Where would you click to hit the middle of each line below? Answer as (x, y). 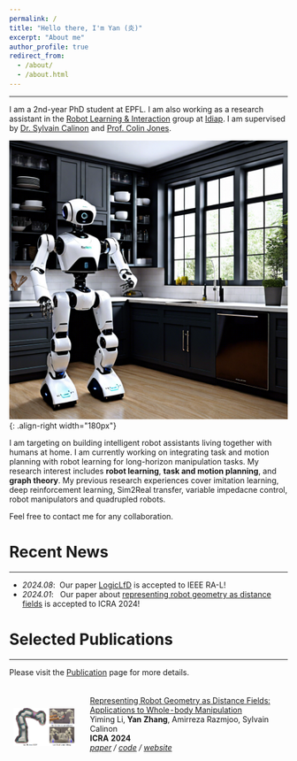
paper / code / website (131, 747)
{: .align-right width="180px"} (63, 426)
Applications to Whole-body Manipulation (166, 710)
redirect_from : (37, 56)
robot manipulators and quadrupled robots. (88, 499)
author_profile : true (49, 47)
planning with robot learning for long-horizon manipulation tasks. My (134, 461)
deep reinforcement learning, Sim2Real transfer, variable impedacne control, (148, 489)
